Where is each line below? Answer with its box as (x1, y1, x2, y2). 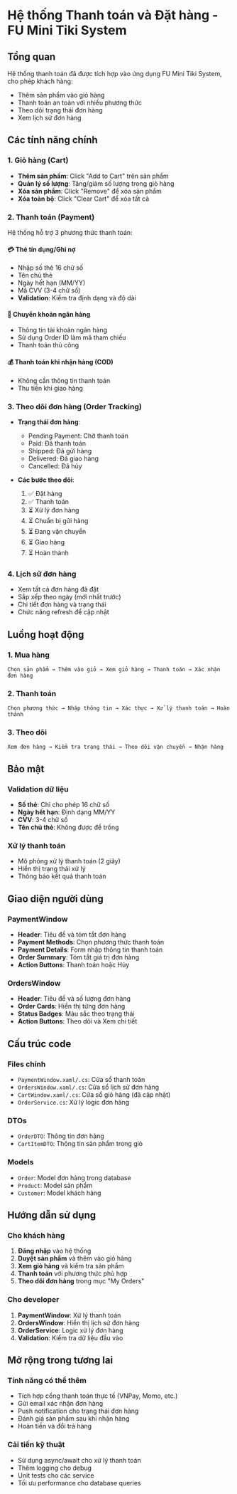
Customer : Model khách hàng (17, 1189, 101, 1197)
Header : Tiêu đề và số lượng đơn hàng (17, 994, 131, 1003)
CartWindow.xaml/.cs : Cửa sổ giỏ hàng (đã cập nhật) (17, 1090, 171, 1099)
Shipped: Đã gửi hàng (28, 446, 92, 455)
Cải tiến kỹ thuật (7, 1440, 65, 1450)
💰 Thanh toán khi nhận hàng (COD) (7, 357, 114, 366)
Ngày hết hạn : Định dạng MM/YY (17, 808, 116, 816)
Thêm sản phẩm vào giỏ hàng (17, 91, 105, 99)
